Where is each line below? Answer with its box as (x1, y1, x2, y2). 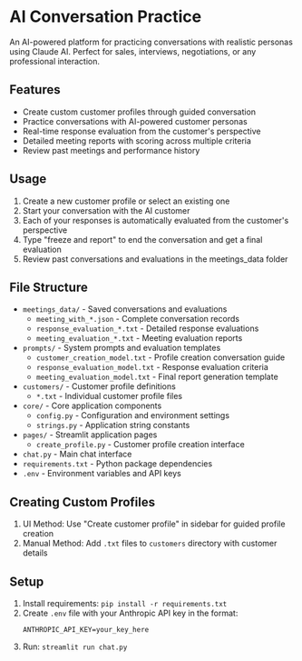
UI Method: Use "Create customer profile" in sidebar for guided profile (22, 518, 286, 529)
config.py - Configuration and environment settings (35, 410, 229, 421)
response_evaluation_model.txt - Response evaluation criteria (35, 362, 269, 373)
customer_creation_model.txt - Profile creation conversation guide (35, 352, 286, 363)
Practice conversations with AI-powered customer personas (22, 115, 248, 126)
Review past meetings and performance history (22, 145, 200, 155)
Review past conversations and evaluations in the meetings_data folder (22, 253, 288, 265)
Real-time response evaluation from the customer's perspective (22, 125, 261, 136)
